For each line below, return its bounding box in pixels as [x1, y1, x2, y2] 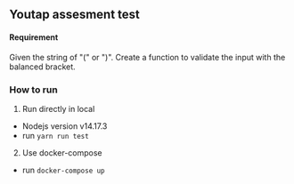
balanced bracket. [9, 61, 76, 72]
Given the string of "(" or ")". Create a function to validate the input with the [9, 52, 286, 62]
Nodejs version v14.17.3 [21, 120, 108, 132]
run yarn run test [21, 130, 89, 140]
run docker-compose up [21, 164, 105, 175]
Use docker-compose [21, 147, 102, 158]
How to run [9, 84, 58, 96]
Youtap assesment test [9, 7, 141, 22]
